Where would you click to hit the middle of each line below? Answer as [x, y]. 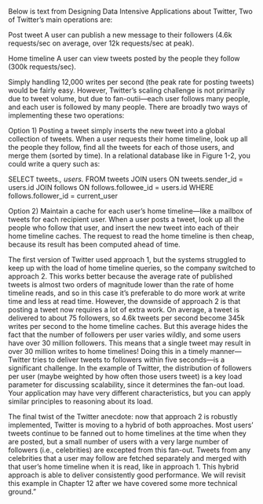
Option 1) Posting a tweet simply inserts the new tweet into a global [117, 130]
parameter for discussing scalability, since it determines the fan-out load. [126, 385]
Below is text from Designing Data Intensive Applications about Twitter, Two [130, 11]
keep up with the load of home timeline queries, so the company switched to [132, 268]
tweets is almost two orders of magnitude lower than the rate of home [121, 285]
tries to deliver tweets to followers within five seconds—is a [129, 360]
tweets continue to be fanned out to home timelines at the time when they [128, 433]
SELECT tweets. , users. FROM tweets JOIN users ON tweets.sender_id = [126, 179]
